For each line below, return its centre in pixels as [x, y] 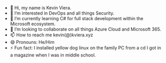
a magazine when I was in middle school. [53, 55]
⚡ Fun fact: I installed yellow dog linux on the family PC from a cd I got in [86, 48]
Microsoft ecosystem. [33, 24]
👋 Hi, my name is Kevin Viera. [41, 8]
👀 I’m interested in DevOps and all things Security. [62, 13]
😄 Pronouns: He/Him [32, 42]
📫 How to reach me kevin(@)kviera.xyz [52, 35]
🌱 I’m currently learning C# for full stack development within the [77, 18]
